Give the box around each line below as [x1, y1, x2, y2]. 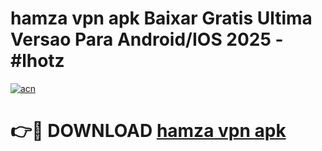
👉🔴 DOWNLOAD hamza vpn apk [10, 120, 287, 142]
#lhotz [10, 50, 65, 72]
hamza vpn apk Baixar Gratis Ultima [10, 7, 313, 30]
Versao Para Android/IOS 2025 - [10, 28, 284, 51]
